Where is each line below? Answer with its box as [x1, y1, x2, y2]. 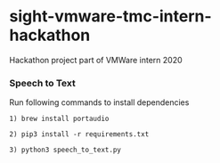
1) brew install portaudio [9, 114, 110, 124]
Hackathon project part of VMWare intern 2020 [9, 54, 183, 65]
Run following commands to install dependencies [9, 97, 190, 108]
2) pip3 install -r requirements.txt [9, 130, 150, 139]
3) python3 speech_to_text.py [9, 145, 122, 155]
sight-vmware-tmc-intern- [9, 6, 212, 27]
